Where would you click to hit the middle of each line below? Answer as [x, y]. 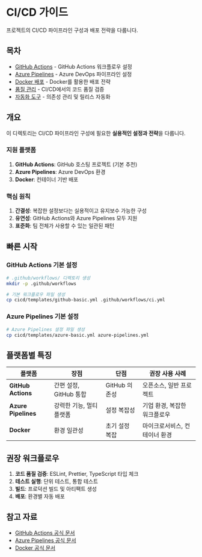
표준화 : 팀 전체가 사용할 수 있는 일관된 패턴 [65, 226]
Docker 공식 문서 [35, 547]
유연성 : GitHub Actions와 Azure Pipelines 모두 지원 [76, 218]
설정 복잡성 [120, 410]
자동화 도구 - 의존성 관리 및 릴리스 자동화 [63, 96]
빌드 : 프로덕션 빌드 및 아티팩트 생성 [56, 489]
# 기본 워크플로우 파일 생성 [36, 294]
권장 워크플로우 [33, 458]
